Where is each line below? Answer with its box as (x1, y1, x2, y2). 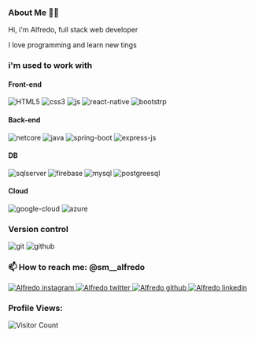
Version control (8, 223, 68, 234)
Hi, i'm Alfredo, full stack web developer (8, 25, 139, 35)
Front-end (8, 79, 42, 89)
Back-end (8, 115, 41, 125)
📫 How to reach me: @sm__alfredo (8, 262, 146, 273)
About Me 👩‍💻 (8, 7, 59, 18)
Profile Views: (8, 302, 63, 313)
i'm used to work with (8, 60, 93, 71)
